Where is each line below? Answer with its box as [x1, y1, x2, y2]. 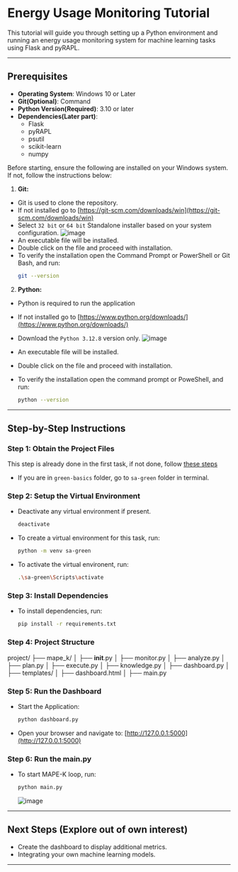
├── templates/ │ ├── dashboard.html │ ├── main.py [7, 668, 167, 677]
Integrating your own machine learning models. [17, 850, 156, 859]
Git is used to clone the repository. [17, 198, 118, 207]
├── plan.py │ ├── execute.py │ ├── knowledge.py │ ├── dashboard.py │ [7, 661, 230, 669]
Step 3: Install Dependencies [7, 591, 108, 601]
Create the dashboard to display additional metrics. [17, 842, 168, 851]
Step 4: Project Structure [7, 638, 95, 647]
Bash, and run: [17, 259, 60, 267]
